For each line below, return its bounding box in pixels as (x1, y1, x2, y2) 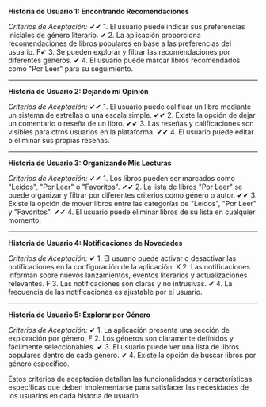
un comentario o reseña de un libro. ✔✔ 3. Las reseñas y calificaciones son (8, 119, 255, 128)
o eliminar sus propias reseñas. (8, 136, 110, 145)
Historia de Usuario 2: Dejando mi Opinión (8, 87, 149, 96)
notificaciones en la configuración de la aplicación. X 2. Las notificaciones (8, 262, 251, 271)
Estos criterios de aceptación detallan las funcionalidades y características (8, 375, 253, 383)
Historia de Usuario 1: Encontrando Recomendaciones (8, 7, 190, 16)
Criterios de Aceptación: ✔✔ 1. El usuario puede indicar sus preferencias (8, 22, 245, 31)
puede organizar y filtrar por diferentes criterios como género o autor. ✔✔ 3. (8, 190, 257, 200)
